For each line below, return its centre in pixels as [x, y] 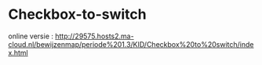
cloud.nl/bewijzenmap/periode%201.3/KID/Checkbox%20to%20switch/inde [131, 44]
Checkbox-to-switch [77, 14]
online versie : [31, 36]
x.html [18, 52]
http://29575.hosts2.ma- [95, 36]
